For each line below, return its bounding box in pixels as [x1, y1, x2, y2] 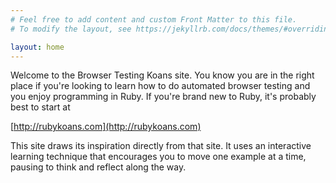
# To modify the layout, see [10, 24, 132, 34]
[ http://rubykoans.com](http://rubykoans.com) [10, 121, 202, 133]
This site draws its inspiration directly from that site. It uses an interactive [10, 140, 312, 152]
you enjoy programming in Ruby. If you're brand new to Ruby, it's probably [10, 91, 317, 103]
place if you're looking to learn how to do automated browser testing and [10, 80, 311, 92]
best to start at [10, 101, 71, 113]
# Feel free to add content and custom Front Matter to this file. [10, 14, 298, 25]
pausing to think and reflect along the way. [10, 161, 187, 173]
